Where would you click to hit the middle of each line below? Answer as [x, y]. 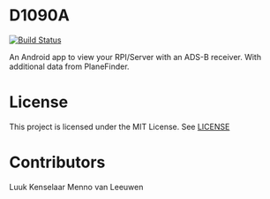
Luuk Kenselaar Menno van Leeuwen [76, 187]
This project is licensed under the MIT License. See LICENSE [120, 126]
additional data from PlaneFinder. [69, 66]
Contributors [57, 162]
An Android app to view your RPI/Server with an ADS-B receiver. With [135, 57]
